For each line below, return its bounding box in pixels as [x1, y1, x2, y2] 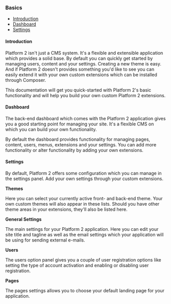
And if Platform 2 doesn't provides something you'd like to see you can [5, 66, 155, 72]
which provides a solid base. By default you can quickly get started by [5, 55, 153, 61]
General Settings [5, 216, 42, 222]
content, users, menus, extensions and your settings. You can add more [5, 141, 157, 147]
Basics [5, 4, 22, 11]
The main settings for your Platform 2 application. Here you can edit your [5, 226, 159, 232]
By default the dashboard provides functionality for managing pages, [5, 136, 151, 142]
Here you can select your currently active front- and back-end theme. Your [5, 195, 163, 201]
